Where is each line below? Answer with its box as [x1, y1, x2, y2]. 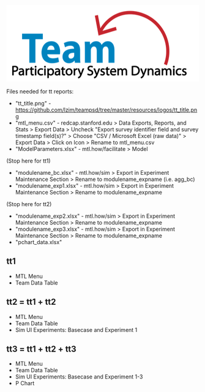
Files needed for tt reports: [6, 88, 74, 95]
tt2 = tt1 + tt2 [6, 297, 56, 307]
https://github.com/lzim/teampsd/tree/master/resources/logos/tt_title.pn [15, 106, 198, 113]
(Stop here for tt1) [6, 157, 51, 164]
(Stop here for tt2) [6, 201, 52, 207]
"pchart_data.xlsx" [15, 239, 62, 245]
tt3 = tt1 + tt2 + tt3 [6, 344, 76, 355]
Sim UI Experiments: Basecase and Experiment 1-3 [15, 373, 143, 380]
